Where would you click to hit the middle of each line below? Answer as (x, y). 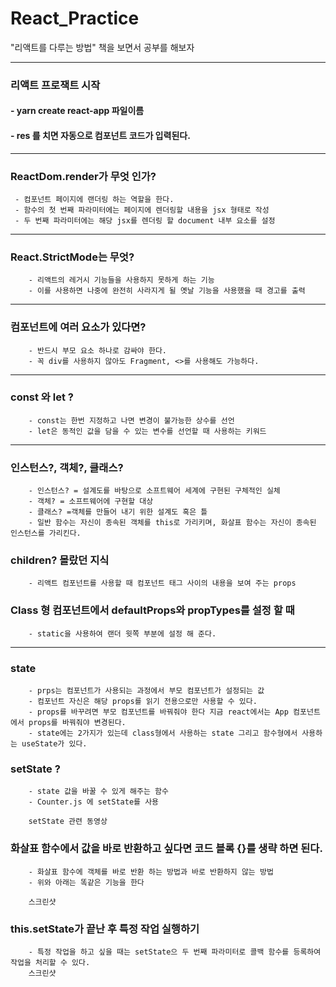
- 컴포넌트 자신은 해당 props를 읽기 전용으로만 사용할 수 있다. (143, 702)
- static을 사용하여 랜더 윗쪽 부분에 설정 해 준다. (122, 633)
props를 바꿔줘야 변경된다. (77, 723)
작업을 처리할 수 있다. (50, 962)
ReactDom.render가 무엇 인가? (83, 176)
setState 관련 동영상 (68, 822)
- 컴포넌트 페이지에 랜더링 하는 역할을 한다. (94, 199)
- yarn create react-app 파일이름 (77, 111)
